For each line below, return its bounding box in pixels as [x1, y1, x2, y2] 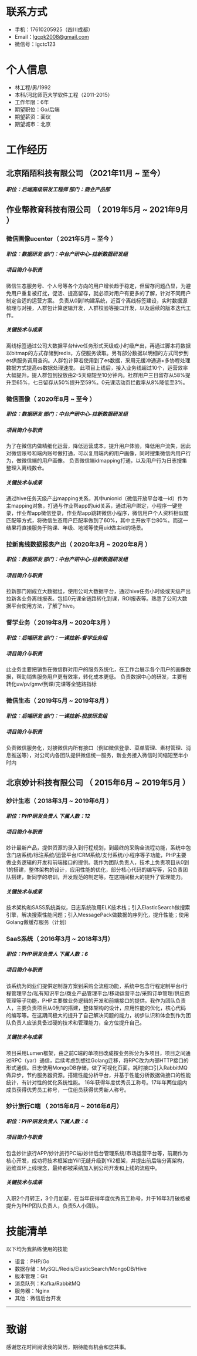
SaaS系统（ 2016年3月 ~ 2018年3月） [6, 935, 114, 943]
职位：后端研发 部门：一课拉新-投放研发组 [6, 712, 107, 719]
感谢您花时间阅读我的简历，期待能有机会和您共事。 [6, 1343, 130, 1350]
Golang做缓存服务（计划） [6, 919, 70, 926]
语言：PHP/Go [14, 1257, 50, 1265]
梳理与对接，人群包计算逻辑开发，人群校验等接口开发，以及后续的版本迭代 [6, 304, 186, 311]
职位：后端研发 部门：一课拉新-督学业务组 [6, 634, 107, 641]
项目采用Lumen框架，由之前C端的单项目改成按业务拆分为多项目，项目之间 [6, 1049, 186, 1057]
